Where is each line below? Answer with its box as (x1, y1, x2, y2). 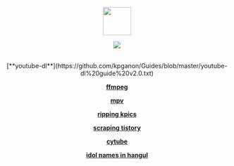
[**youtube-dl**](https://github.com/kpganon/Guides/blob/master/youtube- (6, 62, 228, 70)
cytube (106, 137, 128, 146)
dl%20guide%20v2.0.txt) (80, 69, 154, 77)
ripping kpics (97, 110, 137, 118)
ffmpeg (106, 83, 128, 91)
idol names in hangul (85, 151, 149, 159)
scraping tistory (93, 124, 141, 132)
